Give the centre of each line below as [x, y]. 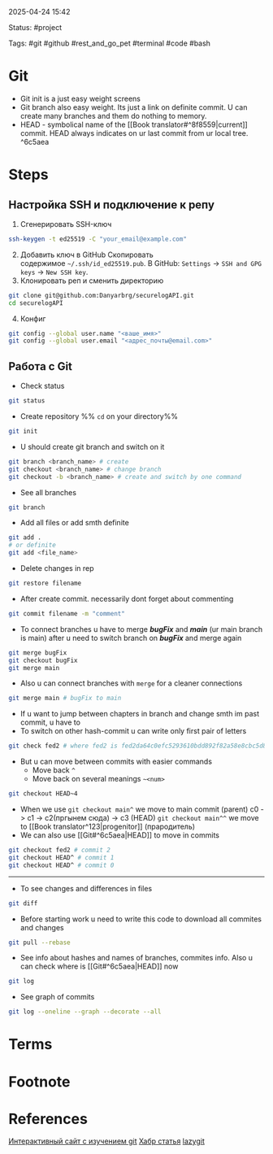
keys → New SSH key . [54, 272]
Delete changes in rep [57, 568]
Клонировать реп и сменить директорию [92, 281]
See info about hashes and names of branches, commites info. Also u [136, 958]
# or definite [32, 545]
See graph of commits [57, 997]
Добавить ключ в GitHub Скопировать [87, 255]
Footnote [39, 1082]
